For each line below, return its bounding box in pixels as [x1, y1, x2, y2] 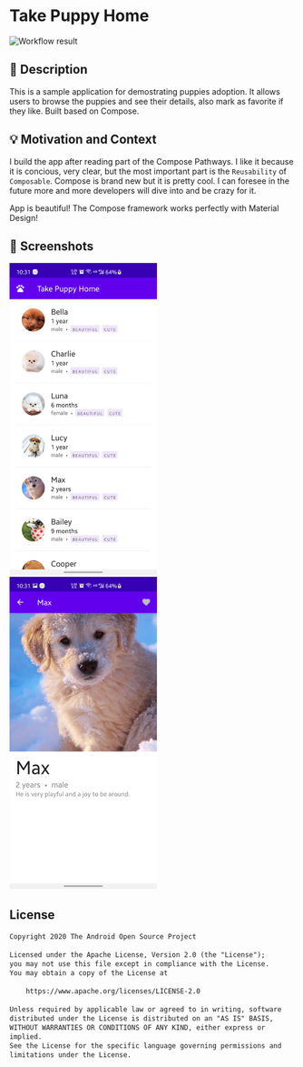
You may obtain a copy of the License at [9, 969, 169, 978]
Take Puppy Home [9, 5, 150, 26]
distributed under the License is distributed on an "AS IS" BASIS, [9, 1014, 274, 1023]
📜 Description [9, 62, 88, 77]
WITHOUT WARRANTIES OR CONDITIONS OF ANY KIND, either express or [9, 1023, 266, 1032]
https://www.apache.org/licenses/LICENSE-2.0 [25, 987, 201, 996]
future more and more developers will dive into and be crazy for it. [9, 185, 257, 196]
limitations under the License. [9, 1051, 132, 1060]
